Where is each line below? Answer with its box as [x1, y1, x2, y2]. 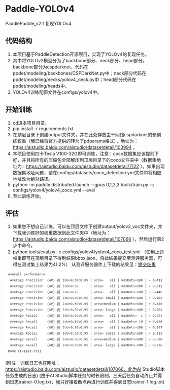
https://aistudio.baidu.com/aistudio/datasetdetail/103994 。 [12, 144, 138, 150]
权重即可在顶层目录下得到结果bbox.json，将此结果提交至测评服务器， [12, 255, 158, 261]
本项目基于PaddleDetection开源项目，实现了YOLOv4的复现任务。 [12, 51, 150, 57]
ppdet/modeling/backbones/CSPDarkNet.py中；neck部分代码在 [12, 70, 147, 76]
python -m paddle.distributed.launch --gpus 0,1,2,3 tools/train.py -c [12, 181, 154, 187]
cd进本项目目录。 [12, 120, 50, 126]
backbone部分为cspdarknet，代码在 [12, 64, 89, 70]
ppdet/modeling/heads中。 [12, 83, 70, 89]
